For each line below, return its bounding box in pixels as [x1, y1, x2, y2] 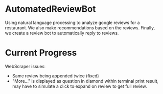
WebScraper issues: [5, 63, 46, 69]
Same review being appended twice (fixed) [12, 72, 99, 79]
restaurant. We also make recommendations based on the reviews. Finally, [5, 24, 155, 30]
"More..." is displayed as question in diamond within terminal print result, [12, 78, 159, 84]
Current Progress [5, 47, 77, 58]
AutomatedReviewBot [5, 3, 96, 15]
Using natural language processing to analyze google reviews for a [5, 20, 140, 25]
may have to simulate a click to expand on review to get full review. [12, 83, 147, 89]
